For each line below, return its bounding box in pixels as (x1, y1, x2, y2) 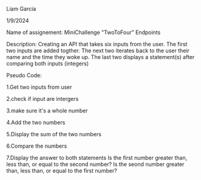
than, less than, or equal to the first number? (6, 167, 117, 174)
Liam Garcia (6, 5, 36, 12)
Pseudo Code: (6, 72, 43, 78)
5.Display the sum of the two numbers (6, 131, 102, 137)
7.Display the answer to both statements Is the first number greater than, (6, 154, 188, 161)
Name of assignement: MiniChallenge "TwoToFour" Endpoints (6, 29, 161, 36)
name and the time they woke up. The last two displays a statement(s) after (6, 54, 195, 60)
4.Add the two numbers (6, 119, 66, 126)
